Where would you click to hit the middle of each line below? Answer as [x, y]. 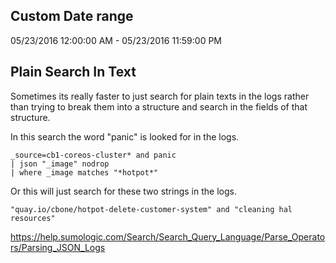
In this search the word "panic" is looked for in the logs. [125, 136]
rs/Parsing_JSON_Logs [58, 247]
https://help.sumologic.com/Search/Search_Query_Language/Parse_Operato [168, 236]
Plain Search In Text [73, 72]
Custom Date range [72, 16]
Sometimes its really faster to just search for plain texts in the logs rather [160, 96]
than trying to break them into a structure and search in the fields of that [159, 106]
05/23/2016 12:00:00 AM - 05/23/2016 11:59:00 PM [116, 40]
